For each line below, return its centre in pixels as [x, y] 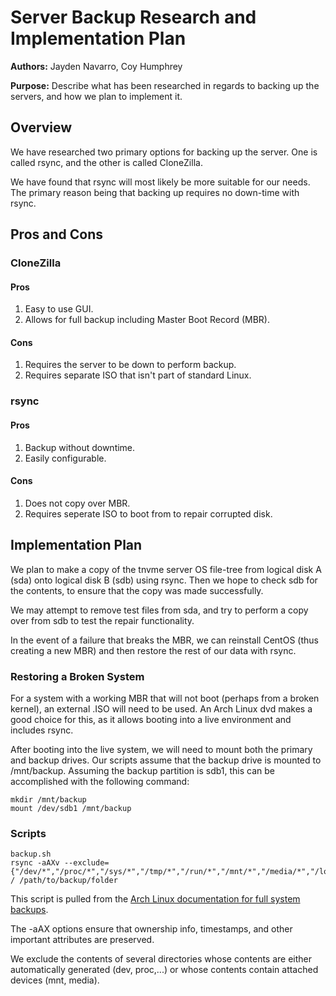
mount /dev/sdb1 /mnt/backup [71, 808]
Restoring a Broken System [77, 676]
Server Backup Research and [133, 17]
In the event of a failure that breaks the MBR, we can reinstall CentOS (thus [164, 640]
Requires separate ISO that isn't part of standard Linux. [138, 375]
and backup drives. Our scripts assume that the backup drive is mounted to [166, 760]
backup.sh [31, 854]
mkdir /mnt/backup [48, 799]
